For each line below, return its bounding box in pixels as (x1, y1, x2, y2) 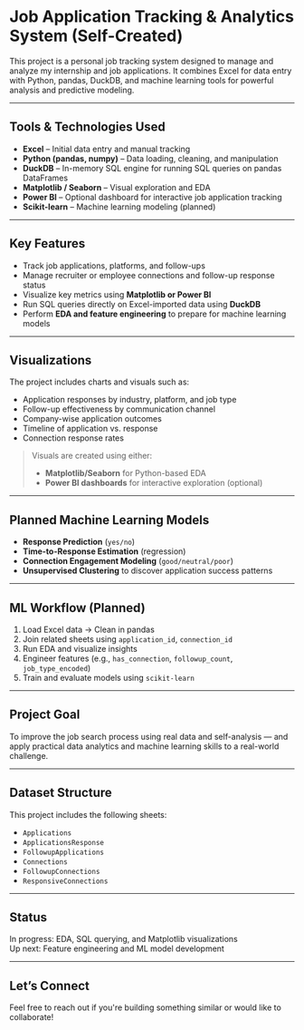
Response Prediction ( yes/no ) (22, 537, 136, 548)
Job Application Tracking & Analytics (9, 6, 294, 27)
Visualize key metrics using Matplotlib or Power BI (22, 288, 212, 300)
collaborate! (9, 1012, 54, 1023)
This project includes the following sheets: (9, 809, 167, 820)
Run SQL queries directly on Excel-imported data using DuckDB (22, 298, 261, 309)
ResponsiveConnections (22, 877, 109, 886)
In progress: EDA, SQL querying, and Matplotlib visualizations (9, 934, 238, 945)
